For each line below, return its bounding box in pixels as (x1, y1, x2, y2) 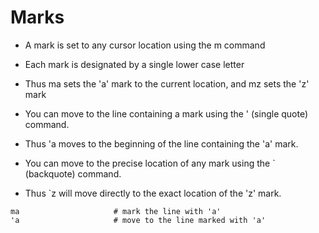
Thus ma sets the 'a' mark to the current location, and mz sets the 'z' (24, 77, 310, 90)
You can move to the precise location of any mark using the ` (24, 157, 276, 169)
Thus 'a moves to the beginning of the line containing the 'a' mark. (24, 137, 299, 150)
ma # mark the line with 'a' (10, 206, 222, 216)
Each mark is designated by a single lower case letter (24, 58, 245, 70)
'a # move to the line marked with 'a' (10, 215, 267, 225)
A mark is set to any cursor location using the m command (24, 39, 266, 51)
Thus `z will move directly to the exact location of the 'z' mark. (24, 187, 282, 199)
